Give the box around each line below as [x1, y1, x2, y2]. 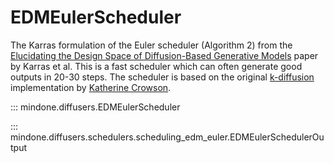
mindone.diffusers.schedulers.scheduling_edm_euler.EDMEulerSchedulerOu [10, 131, 325, 143]
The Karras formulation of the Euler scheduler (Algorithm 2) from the [10, 39, 293, 51]
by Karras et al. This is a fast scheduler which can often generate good [10, 60, 303, 72]
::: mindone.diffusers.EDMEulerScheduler [10, 101, 181, 113]
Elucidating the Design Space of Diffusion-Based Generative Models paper [10, 49, 319, 61]
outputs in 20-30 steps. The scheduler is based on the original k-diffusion [10, 71, 315, 83]
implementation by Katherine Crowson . [10, 81, 172, 93]
